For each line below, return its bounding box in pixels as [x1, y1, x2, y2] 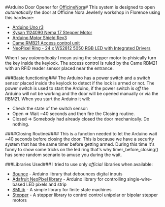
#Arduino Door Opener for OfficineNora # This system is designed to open [5, 4, 155, 10]
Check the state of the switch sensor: [12, 106, 89, 111]
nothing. [12, 121, 30, 127]
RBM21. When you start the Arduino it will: [5, 96, 90, 102]
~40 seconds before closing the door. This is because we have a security [5, 136, 154, 142]
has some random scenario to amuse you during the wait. [5, 152, 122, 158]
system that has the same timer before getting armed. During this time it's [5, 141, 155, 147]
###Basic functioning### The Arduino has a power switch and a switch [5, 75, 151, 81]
